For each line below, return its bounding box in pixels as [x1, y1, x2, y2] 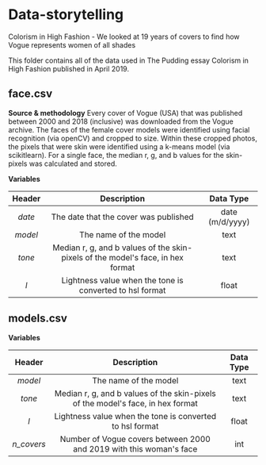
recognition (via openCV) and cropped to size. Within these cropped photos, [8, 133, 257, 143]
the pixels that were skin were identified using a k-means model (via [8, 141, 230, 152]
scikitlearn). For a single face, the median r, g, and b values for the [8, 150, 224, 159]
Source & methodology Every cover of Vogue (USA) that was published [8, 108, 243, 117]
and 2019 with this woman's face [72, 443, 198, 454]
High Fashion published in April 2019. [8, 63, 129, 73]
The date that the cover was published [51, 211, 194, 222]
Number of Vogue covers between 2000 [59, 433, 211, 444]
